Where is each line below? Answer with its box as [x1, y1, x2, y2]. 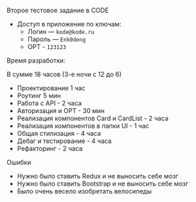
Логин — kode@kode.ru [27, 28, 95, 36]
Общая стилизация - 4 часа [16, 129, 101, 137]
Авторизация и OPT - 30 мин [16, 107, 104, 115]
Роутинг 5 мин [16, 92, 61, 100]
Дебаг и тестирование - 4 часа [16, 137, 111, 145]
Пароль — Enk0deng [27, 35, 86, 43]
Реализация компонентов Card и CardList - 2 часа [16, 114, 169, 122]
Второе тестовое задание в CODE [6, 6, 109, 14]
